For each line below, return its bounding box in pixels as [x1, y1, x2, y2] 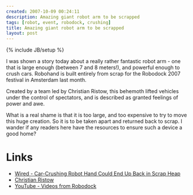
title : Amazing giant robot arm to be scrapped [6, 25, 125, 31]
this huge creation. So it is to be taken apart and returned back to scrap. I [6, 118, 182, 125]
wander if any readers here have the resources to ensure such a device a [6, 124, 182, 131]
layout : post [6, 30, 38, 36]
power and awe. [6, 100, 45, 107]
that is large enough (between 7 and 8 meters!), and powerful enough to [6, 64, 180, 71]
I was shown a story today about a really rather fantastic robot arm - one [6, 58, 181, 65]
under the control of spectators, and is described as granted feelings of [6, 94, 178, 101]
